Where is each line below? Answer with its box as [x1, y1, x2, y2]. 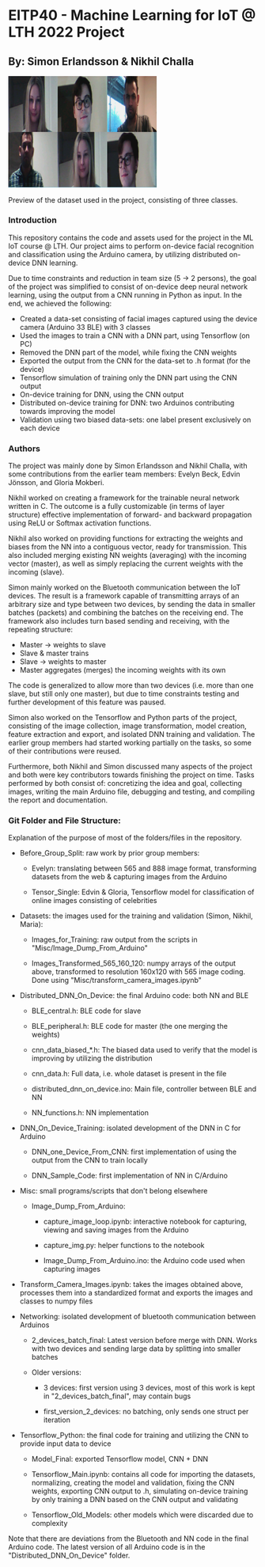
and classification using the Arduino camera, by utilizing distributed [8, 249, 228, 259]
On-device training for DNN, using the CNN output [19, 389, 184, 399]
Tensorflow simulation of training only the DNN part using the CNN [19, 373, 237, 382]
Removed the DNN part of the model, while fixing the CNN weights [19, 347, 237, 357]
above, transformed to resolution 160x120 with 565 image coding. [31, 967, 246, 977]
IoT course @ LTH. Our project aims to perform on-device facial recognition [8, 241, 255, 251]
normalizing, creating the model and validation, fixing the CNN [31, 1478, 235, 1488]
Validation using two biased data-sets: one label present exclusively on [19, 415, 252, 424]
